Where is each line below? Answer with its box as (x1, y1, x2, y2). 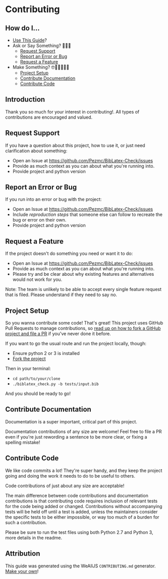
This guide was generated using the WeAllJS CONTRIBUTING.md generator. (5, 563, 156, 569)
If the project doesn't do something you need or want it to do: (5, 250, 133, 257)
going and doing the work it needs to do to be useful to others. (5, 473, 135, 479)
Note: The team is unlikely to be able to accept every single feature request (5, 286, 162, 293)
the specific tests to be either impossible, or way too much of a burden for (5, 514, 159, 520)
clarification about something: (5, 148, 68, 154)
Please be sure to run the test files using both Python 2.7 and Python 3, (5, 529, 153, 535)
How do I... (5, 24, 40, 32)
